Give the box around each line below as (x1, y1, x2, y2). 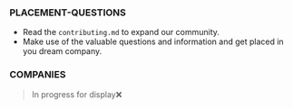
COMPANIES (9, 68, 66, 81)
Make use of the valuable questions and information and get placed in (22, 36, 284, 47)
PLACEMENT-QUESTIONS (9, 6, 127, 19)
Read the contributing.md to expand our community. (22, 27, 220, 38)
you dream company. (22, 46, 103, 57)
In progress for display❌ (31, 88, 122, 100)
